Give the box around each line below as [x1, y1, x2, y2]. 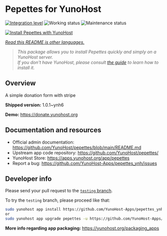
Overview [5, 79, 36, 87]
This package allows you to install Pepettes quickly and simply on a [17, 49, 157, 55]
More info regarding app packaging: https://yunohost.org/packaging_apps [5, 225, 160, 231]
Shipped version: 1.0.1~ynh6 [5, 102, 64, 108]
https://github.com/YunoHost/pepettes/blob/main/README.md [12, 144, 142, 150]
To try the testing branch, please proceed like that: [5, 197, 110, 203]
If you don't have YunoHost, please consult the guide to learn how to [17, 59, 159, 65]
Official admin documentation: [12, 139, 75, 145]
